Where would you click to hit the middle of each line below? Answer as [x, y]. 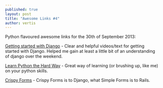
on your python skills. [27, 71]
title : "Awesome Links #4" [32, 18]
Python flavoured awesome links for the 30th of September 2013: [71, 37]
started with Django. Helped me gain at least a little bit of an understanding [80, 51]
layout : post [18, 14]
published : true [21, 9]
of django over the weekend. [34, 57]
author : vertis [20, 23]
